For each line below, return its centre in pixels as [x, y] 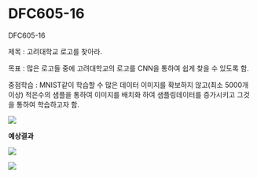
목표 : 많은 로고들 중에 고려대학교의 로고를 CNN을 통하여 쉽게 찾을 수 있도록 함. [128, 68]
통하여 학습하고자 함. [48, 104]
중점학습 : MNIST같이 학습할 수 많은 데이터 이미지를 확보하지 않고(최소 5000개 [128, 85]
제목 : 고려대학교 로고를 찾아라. [55, 51]
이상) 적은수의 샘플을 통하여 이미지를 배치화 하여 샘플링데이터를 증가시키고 [122, 94]
